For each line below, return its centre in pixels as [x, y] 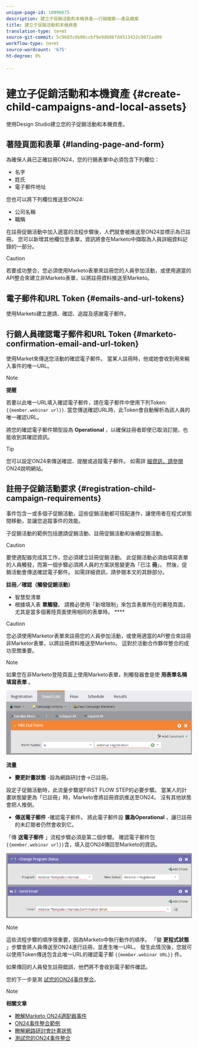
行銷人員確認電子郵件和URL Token [69, 334]
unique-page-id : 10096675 [38, 12]
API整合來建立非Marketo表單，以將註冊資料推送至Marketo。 [80, 278]
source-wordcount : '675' [37, 50]
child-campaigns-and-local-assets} [97, 107]
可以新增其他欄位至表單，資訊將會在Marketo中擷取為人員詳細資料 [103, 239]
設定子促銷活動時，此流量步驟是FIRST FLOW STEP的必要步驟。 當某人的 [94, 790]
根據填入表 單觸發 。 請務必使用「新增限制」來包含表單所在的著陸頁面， [101, 604]
